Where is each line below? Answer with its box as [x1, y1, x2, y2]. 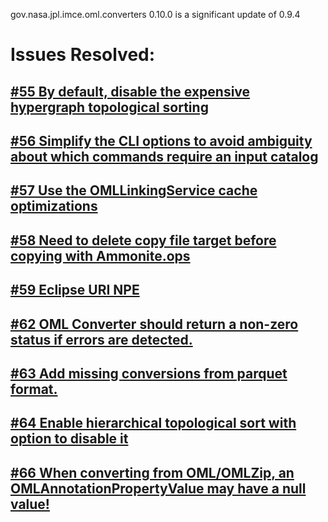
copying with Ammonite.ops [10, 247, 191, 264]
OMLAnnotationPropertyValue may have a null [10, 480, 307, 497]
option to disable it [10, 430, 129, 448]
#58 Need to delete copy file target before [10, 232, 277, 249]
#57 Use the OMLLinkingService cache [10, 182, 258, 199]
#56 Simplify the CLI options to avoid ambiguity [10, 132, 313, 149]
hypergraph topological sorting [10, 99, 209, 116]
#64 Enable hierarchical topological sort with [10, 415, 297, 432]
